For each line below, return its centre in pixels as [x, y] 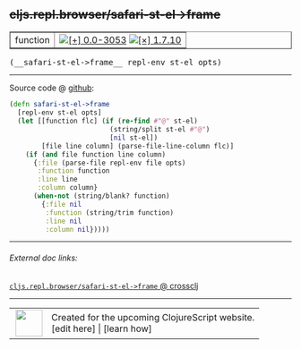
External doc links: [43, 258]
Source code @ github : [52, 88]
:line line [57, 179]
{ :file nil [62, 204]
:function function [73, 171]
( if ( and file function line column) [96, 154]
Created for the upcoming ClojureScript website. [153, 317]
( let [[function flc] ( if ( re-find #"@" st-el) [108, 121]
